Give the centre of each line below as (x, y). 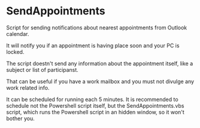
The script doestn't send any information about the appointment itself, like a (100, 63)
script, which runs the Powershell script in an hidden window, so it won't (95, 112)
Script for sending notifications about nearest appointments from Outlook (97, 28)
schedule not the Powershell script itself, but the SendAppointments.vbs (95, 105)
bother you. (20, 118)
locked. (15, 51)
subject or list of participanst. (43, 69)
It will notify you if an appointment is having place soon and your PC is (93, 45)
